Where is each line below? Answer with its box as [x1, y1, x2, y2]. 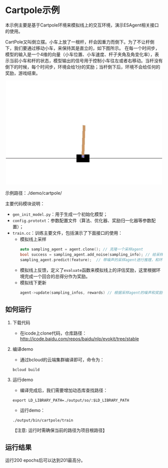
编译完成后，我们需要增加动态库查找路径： [19, 387, 108, 393]
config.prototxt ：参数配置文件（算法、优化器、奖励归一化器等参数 [12, 218, 151, 224]
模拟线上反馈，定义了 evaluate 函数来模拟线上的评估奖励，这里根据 [19, 267, 156, 273]
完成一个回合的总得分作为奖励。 [24, 273, 90, 279]
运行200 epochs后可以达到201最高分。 [5, 458, 85, 464]
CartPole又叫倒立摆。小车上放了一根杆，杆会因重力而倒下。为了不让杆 [5, 38, 150, 45]
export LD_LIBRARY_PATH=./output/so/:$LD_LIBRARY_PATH [12, 398, 129, 403]
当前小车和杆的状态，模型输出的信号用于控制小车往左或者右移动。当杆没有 [9, 57, 163, 63]
